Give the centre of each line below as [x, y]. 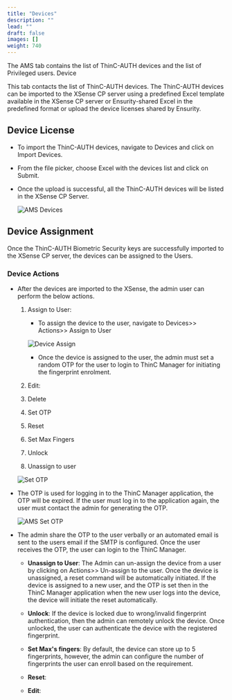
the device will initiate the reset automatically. [92, 600]
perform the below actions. [56, 296]
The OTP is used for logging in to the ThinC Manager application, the [115, 493]
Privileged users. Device [42, 73]
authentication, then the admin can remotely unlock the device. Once [126, 620]
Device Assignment [50, 232]
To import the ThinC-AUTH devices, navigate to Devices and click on [115, 147]
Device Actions [34, 274]
